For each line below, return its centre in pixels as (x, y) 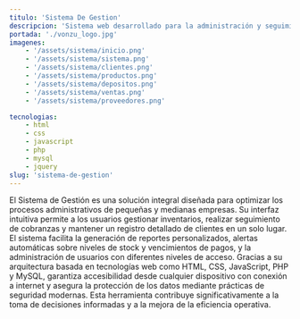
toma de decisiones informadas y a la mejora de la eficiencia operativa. (140, 305)
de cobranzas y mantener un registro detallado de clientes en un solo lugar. (148, 229)
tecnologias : (33, 117)
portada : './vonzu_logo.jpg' (63, 34)
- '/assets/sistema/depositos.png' (92, 84)
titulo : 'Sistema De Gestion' (66, 17)
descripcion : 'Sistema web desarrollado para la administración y (135, 26)
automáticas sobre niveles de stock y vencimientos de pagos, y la (130, 248)
